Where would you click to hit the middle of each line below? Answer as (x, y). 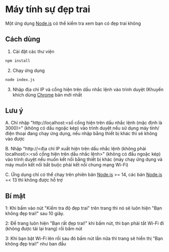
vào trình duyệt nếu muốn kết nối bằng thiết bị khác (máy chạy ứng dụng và (84, 159)
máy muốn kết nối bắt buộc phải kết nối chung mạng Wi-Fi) (67, 165)
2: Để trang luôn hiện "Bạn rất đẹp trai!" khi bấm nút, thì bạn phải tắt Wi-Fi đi (84, 223)
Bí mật (15, 196)
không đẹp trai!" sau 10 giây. (35, 214)
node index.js (20, 79)
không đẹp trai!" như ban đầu (36, 244)
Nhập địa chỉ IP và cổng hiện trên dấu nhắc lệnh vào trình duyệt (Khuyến (88, 89)
